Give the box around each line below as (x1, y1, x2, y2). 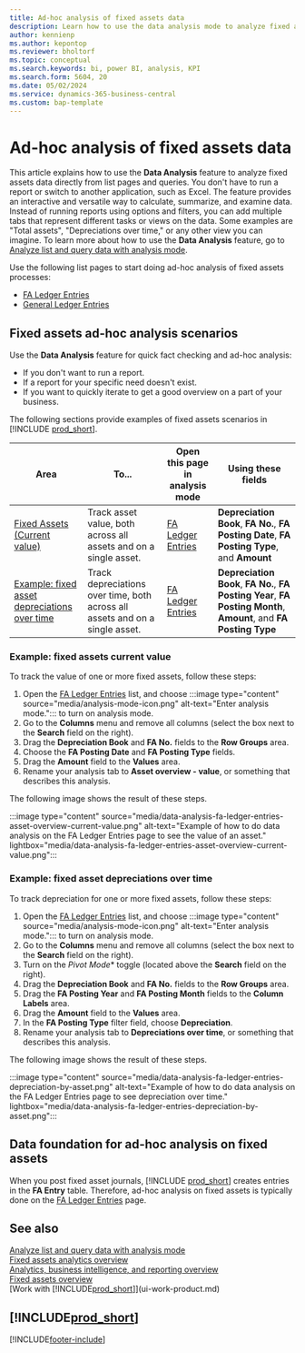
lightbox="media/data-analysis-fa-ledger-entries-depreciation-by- (9, 1100, 259, 1111)
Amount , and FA (217, 611, 289, 624)
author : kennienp (9, 30, 75, 39)
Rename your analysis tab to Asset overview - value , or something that (22, 766, 290, 777)
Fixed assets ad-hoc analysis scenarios (9, 325, 239, 341)
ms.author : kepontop (9, 38, 88, 48)
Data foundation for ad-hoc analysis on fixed (9, 1136, 268, 1152)
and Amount (217, 551, 272, 564)
